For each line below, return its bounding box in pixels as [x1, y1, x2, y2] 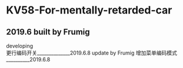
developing [6, 42, 34, 49]
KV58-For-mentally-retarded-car [6, 4, 172, 17]
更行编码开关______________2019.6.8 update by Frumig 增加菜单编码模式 [6, 49, 178, 56]
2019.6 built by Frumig [6, 27, 90, 37]
